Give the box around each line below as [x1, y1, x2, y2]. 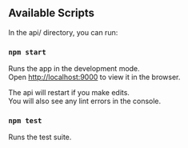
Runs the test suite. [8, 132, 72, 142]
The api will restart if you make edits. [8, 88, 130, 98]
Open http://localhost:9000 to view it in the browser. [8, 72, 181, 82]
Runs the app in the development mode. [8, 64, 140, 74]
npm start [8, 47, 46, 57]
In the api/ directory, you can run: [8, 27, 118, 37]
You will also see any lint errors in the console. [8, 96, 162, 106]
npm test [8, 116, 42, 126]
